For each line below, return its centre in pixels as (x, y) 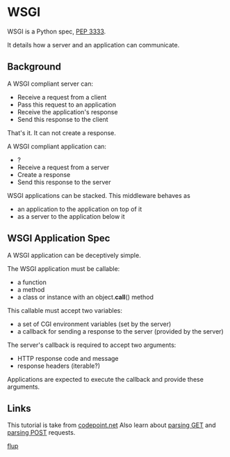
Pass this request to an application (67, 104)
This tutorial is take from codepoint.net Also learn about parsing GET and (112, 425)
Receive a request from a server (63, 167)
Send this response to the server (64, 182)
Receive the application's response (67, 111)
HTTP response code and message (68, 358)
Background (34, 67)
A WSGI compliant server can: (50, 84)
